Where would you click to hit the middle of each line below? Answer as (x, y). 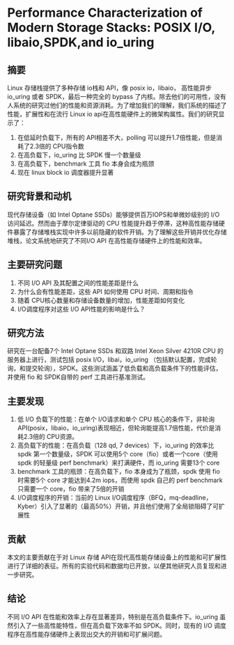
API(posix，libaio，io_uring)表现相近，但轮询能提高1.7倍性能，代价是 (116, 428)
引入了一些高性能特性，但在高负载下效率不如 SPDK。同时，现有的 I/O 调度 (119, 625)
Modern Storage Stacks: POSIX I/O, (111, 28)
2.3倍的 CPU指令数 (57, 146)
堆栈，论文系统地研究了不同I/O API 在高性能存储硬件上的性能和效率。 (107, 240)
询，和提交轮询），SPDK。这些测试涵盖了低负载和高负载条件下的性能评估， (115, 368)
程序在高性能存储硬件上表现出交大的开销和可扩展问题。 (86, 634)
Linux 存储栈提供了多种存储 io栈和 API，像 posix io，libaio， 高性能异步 (110, 88)
